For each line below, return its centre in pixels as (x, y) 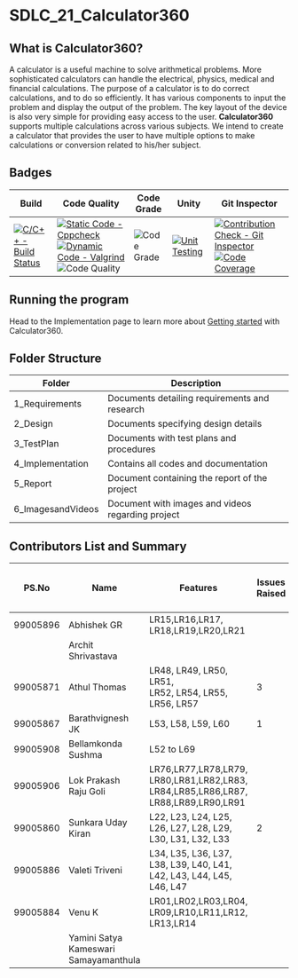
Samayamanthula (105, 960)
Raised (271, 594)
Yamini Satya (95, 938)
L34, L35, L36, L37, (191, 854)
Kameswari (92, 949)
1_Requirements (48, 404)
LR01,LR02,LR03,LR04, (199, 902)
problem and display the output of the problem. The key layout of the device (148, 107)
